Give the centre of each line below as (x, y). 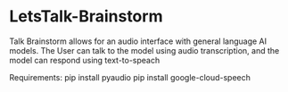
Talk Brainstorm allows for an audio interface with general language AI (138, 41)
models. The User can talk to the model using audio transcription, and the (144, 50)
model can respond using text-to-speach (85, 60)
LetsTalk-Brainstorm (86, 17)
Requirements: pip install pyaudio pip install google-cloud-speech (130, 77)
